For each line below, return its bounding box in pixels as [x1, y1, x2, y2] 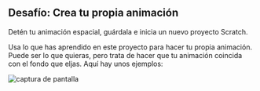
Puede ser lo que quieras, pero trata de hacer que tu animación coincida [8, 50, 243, 60]
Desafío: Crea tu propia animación [8, 6, 179, 20]
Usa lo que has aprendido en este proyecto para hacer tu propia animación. [8, 42, 253, 52]
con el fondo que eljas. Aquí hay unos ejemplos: [8, 59, 163, 68]
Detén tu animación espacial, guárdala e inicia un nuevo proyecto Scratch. [8, 27, 248, 36]
